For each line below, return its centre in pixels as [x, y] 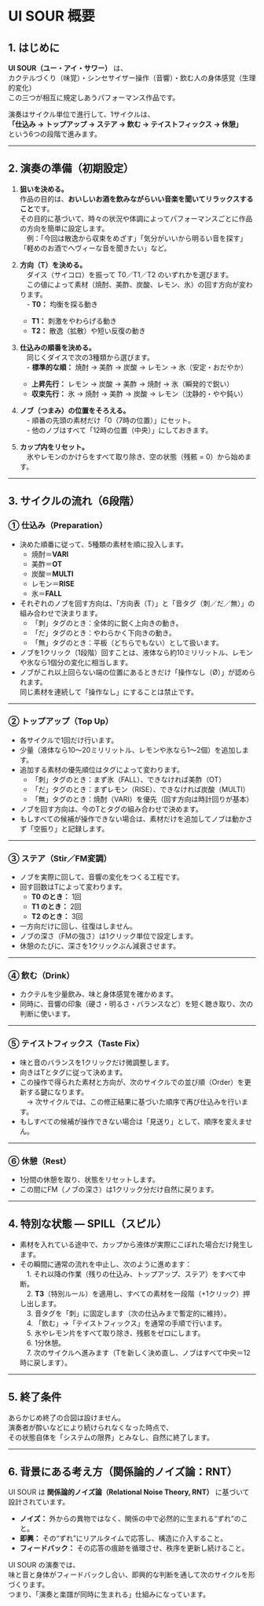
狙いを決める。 [44, 189]
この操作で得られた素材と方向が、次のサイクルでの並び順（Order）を [132, 1082]
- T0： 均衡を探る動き [62, 304]
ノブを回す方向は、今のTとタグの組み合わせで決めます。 [111, 809]
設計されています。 [39, 1502]
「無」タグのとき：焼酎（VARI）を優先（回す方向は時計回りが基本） [142, 799]
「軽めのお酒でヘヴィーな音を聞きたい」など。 [95, 248]
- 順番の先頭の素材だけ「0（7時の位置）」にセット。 [110, 420]
